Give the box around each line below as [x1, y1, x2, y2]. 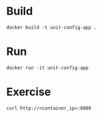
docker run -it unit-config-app [6, 65, 89, 71]
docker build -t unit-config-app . [6, 24, 97, 30]
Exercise [6, 85, 51, 99]
